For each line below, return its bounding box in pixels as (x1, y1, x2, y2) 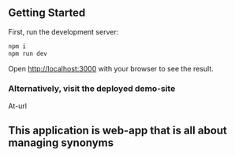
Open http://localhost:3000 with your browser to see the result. (8, 64, 214, 73)
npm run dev (8, 49, 47, 57)
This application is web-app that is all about (8, 124, 227, 137)
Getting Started (8, 6, 86, 20)
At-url (8, 101, 28, 111)
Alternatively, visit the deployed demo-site (8, 83, 176, 94)
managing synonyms (8, 137, 114, 150)
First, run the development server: (8, 27, 119, 36)
